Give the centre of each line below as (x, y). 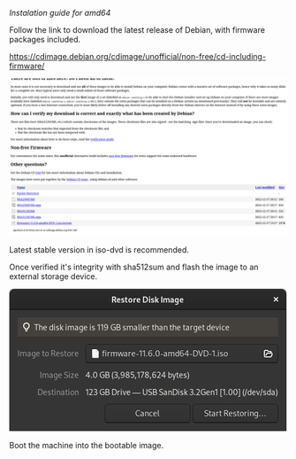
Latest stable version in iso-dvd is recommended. (99, 249)
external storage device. (53, 276)
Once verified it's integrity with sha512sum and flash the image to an (134, 267)
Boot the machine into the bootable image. (87, 445)
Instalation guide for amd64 (60, 13)
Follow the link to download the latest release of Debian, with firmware (137, 30)
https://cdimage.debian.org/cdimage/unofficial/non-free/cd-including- (138, 56)
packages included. (45, 39)
